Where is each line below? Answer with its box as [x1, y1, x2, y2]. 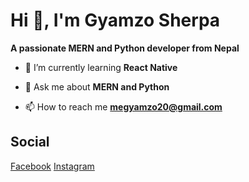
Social [10, 134, 50, 151]
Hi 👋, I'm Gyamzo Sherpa [10, 9, 221, 32]
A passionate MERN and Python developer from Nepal [10, 42, 240, 54]
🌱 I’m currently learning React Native [24, 61, 178, 73]
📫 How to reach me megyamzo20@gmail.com [24, 100, 223, 113]
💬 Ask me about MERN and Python [24, 80, 170, 93]
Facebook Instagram [10, 160, 95, 172]
